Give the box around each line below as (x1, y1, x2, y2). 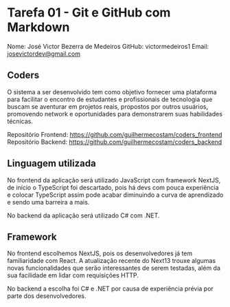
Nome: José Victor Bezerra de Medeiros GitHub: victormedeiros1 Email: (7, 42, 209, 50)
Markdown (7, 19, 70, 35)
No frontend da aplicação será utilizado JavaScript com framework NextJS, (7, 176, 221, 184)
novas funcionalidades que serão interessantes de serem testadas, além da (7, 264, 221, 273)
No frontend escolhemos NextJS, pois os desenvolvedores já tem (7, 249, 193, 257)
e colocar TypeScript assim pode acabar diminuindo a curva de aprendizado (7, 191, 224, 199)
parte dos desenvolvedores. (7, 292, 87, 300)
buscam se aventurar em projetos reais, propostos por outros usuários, (7, 102, 208, 111)
